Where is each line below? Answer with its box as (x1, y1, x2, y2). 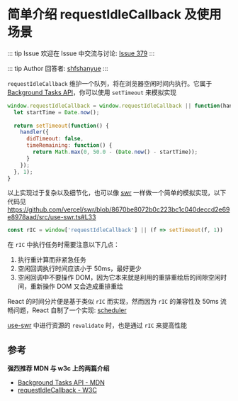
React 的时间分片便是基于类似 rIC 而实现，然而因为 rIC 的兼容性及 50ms (7, 297, 219, 306)
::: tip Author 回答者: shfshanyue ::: (7, 64, 108, 72)
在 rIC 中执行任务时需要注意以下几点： (7, 241, 120, 249)
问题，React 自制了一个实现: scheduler (13, 306, 127, 314)
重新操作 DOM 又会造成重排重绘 (30, 282, 124, 291)
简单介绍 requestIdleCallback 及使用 (7, 6, 222, 23)
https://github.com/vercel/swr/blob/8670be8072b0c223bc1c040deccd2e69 (7, 205, 230, 214)
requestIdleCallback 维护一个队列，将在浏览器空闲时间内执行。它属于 (7, 79, 212, 87)
